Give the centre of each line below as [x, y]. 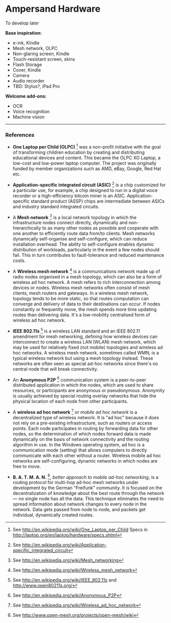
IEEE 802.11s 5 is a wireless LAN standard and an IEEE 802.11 [76, 330]
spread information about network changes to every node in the [80, 504]
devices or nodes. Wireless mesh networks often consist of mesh [81, 287]
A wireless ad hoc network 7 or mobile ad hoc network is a [75, 412]
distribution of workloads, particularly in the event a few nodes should [86, 250]
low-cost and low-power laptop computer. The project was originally [84, 163]
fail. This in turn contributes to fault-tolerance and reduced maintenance [88, 255]
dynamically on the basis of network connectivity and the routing [81, 439]
